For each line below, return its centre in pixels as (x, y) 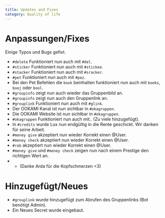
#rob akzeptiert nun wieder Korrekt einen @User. (62, 145)
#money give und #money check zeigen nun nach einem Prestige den (80, 151)
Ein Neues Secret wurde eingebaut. (48, 210)
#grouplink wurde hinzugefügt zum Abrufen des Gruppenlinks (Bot (80, 200)
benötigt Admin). (29, 205)
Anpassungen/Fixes (47, 39)
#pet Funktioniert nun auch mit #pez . (49, 77)
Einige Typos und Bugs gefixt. (35, 52)
